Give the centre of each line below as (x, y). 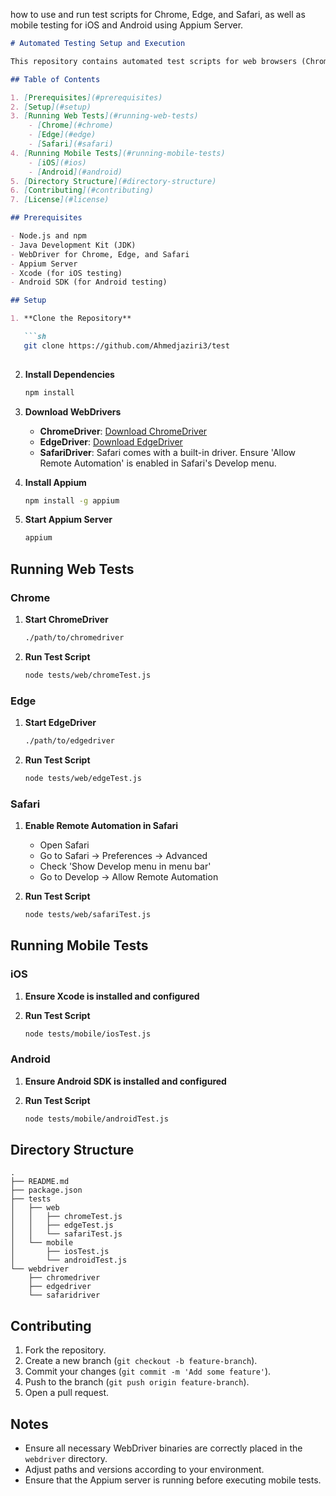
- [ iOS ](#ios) (57, 162)
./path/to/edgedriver (69, 740)
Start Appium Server (68, 520)
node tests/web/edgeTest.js (83, 778)
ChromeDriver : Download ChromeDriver (123, 431)
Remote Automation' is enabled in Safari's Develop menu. (158, 463)
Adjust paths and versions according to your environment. (144, 1470)
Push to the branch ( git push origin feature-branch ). (137, 1382)
